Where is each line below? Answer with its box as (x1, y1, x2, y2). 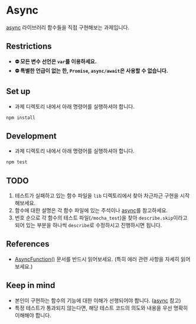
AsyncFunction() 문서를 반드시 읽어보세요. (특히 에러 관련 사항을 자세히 (14, 255, 180, 263)
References (6, 239, 50, 249)
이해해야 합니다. (14, 312, 51, 319)
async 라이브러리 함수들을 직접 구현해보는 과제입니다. (6, 24, 130, 31)
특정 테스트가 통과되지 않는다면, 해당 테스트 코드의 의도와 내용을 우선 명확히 (14, 304, 188, 311)
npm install (6, 115, 35, 121)
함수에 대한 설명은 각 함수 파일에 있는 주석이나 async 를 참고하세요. (14, 206, 168, 213)
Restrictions (6, 41, 52, 51)
